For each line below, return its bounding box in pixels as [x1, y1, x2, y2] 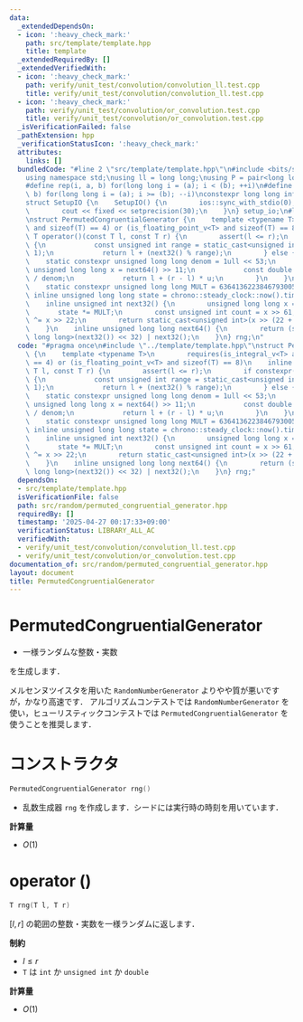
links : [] [25, 156, 63, 166]
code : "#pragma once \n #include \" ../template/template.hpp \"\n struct [17, 341, 284, 350]
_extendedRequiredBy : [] [17, 55, 111, 64]
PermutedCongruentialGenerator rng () [9, 784, 151, 794]
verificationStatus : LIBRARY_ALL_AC [17, 526, 155, 535]
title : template [25, 47, 87, 56]
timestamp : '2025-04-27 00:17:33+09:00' [17, 517, 171, 527]
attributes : [17, 147, 63, 156]
